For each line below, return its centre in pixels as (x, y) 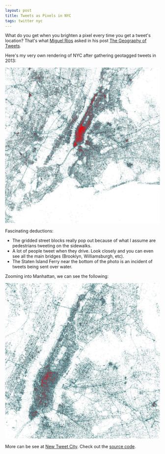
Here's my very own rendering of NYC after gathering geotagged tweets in (81, 56)
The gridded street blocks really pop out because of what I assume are (84, 241)
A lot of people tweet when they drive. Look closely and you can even (83, 251)
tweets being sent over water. (42, 267)
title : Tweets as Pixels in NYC (38, 16)
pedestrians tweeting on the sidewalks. (52, 246)
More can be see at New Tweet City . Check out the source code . (70, 447)
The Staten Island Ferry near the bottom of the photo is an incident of (82, 262)
